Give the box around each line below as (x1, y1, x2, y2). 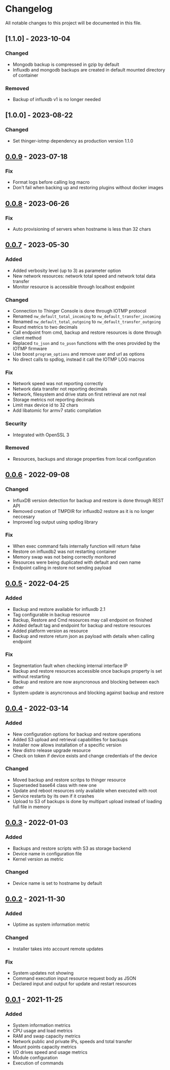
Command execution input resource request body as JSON (12, 975, 137, 982)
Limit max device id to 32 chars (12, 402, 79, 408)
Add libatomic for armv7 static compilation (12, 407, 101, 413)
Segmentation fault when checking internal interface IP (12, 663, 128, 669)
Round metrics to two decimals (12, 324, 78, 330)
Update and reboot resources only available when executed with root (12, 787, 157, 793)
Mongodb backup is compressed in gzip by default (12, 61, 119, 67)
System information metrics (12, 1022, 71, 1028)
